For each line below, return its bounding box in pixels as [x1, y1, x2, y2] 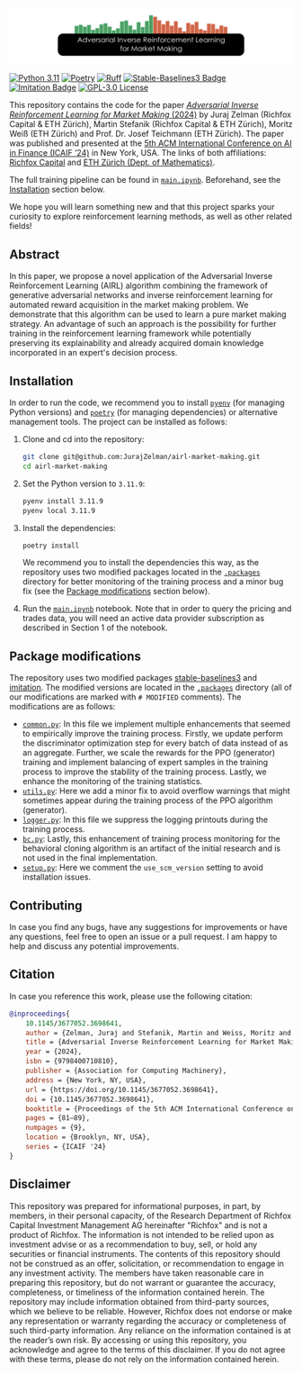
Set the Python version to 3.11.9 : [22, 478, 146, 489]
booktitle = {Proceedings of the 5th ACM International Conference [25, 1104, 283, 1114]
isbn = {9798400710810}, [25, 1057, 119, 1066]
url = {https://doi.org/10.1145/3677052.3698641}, [25, 1085, 219, 1094]
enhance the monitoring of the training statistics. [22, 776, 203, 787]
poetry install [22, 541, 80, 550]
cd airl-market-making [22, 462, 108, 471]
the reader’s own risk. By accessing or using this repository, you [9, 1334, 247, 1345]
